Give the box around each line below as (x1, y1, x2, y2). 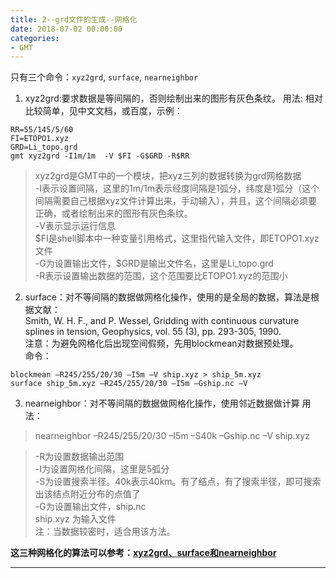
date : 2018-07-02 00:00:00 (10, 24, 123, 34)
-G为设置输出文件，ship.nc (34, 501, 147, 513)
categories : (10, 33, 60, 43)
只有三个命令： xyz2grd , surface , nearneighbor (10, 71, 199, 83)
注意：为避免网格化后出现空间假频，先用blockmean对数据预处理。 (24, 337, 299, 350)
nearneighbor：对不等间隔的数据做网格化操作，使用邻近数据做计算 (24, 397, 300, 410)
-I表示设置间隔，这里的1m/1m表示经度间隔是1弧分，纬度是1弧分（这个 (34, 182, 320, 195)
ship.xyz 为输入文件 (34, 513, 117, 525)
